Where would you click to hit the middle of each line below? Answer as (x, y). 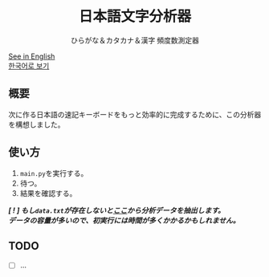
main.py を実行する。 (54, 173)
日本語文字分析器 (134, 17)
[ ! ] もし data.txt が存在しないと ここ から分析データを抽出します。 (117, 210)
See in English (32, 56)
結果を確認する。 (48, 193)
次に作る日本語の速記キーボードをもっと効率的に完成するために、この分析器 (135, 114)
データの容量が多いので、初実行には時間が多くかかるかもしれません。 (124, 220)
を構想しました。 (37, 124)
